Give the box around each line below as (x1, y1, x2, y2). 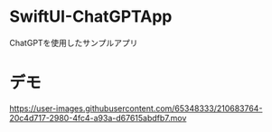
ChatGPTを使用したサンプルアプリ (9, 37, 138, 48)
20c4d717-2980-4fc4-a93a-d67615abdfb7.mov (9, 112, 187, 123)
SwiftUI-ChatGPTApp (9, 6, 173, 27)
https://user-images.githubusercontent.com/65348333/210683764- (9, 102, 263, 114)
